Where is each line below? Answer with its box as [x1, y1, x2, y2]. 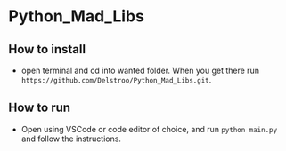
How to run [8, 100, 71, 115]
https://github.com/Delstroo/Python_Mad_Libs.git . [20, 75, 212, 85]
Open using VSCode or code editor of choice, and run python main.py [20, 123, 278, 134]
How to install [8, 42, 86, 57]
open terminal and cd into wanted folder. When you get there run [20, 65, 260, 75]
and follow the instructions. [20, 133, 122, 144]
